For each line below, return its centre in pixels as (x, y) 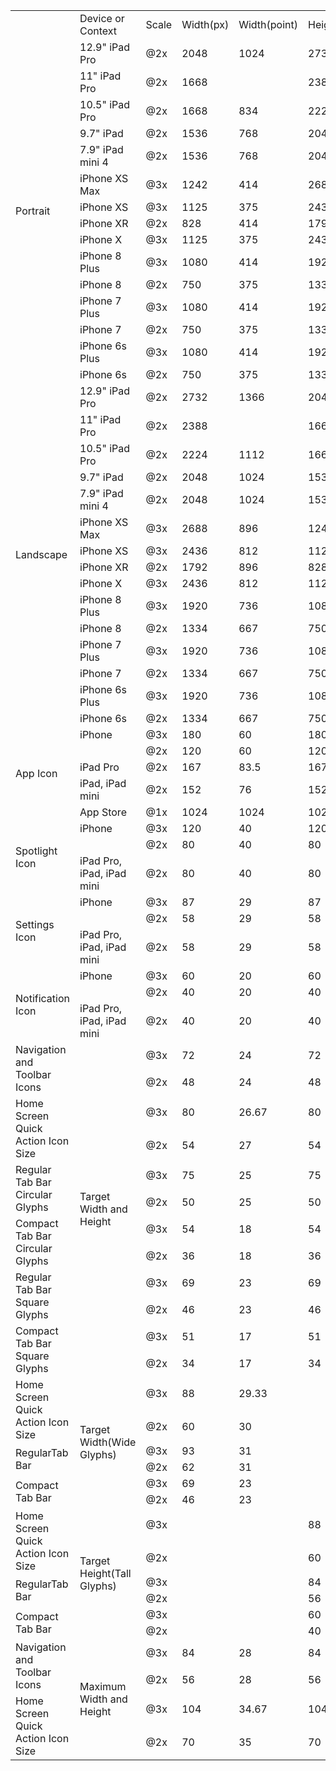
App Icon (36, 773)
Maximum (103, 1686)
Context (98, 31)
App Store (103, 812)
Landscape (41, 554)
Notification (42, 998)
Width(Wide (108, 1442)
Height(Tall (105, 1573)
